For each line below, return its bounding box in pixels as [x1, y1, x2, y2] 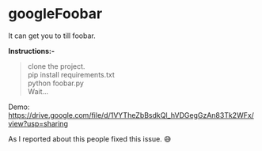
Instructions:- [8, 46, 55, 55]
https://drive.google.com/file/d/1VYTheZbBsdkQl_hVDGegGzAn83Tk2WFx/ [8, 110, 255, 119]
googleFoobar [8, 5, 103, 23]
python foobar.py [27, 78, 85, 88]
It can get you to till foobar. [8, 31, 97, 40]
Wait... [27, 86, 49, 96]
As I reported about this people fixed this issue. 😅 [8, 134, 172, 143]
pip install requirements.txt [27, 70, 115, 79]
